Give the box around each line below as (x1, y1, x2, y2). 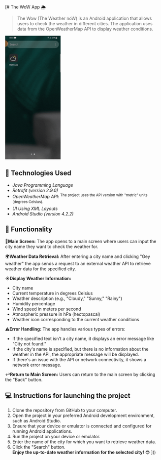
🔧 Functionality (5, 225, 53, 234)
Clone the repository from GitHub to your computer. (12, 407, 117, 413)
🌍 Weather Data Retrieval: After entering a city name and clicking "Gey (5, 253, 150, 259)
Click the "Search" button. (12, 444, 65, 450)
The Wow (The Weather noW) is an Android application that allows (17, 15, 152, 21)
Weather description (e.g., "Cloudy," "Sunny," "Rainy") (12, 295, 123, 301)
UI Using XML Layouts (12, 206, 58, 211)
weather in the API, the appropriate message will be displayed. (12, 351, 139, 357)
